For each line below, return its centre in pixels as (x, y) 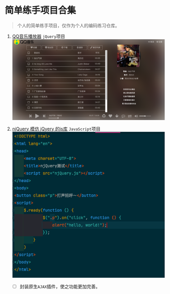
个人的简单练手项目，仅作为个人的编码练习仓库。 (68, 25)
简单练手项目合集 (41, 10)
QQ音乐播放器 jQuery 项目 (39, 36)
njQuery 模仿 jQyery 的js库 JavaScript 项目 (56, 129)
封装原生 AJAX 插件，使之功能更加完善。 (60, 287)
